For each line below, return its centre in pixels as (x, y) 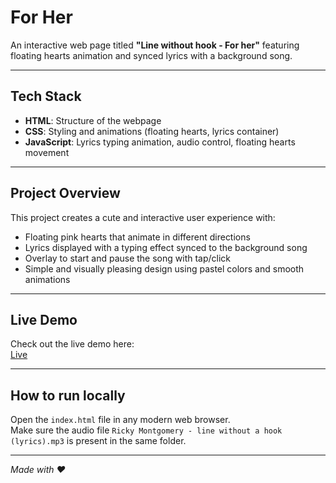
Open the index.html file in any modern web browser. (120, 420)
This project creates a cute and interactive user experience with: (143, 217)
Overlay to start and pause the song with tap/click (128, 258)
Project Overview (65, 193)
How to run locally (68, 395)
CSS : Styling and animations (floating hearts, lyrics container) (152, 131)
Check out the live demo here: (72, 344)
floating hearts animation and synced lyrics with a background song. (151, 55)
